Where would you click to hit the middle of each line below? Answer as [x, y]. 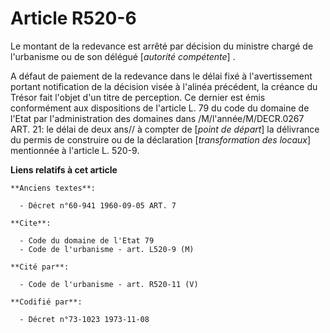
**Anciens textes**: [53, 188]
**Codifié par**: [46, 302]
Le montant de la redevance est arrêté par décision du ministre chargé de [162, 46]
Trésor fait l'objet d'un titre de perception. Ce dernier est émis [138, 97]
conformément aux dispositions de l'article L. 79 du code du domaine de [160, 108]
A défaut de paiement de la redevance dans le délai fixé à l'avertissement [161, 76]
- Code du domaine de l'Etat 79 [87, 240]
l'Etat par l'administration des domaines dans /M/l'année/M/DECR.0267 [157, 118]
